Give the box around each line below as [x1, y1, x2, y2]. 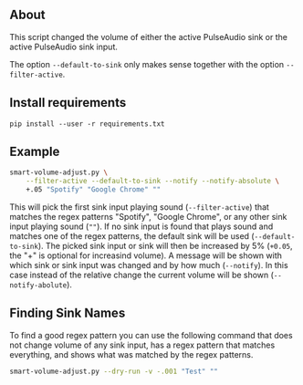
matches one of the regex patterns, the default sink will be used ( [9, 231, 255, 242]
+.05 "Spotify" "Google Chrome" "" [26, 185, 162, 194]
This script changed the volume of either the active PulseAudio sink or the [9, 31, 287, 42]
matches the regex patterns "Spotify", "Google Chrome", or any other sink [9, 212, 287, 223]
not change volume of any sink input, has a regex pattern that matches [9, 339, 276, 350]
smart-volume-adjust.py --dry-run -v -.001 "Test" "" [9, 367, 219, 376]
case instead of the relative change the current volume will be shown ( [9, 269, 274, 281]
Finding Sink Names [9, 306, 126, 321]
